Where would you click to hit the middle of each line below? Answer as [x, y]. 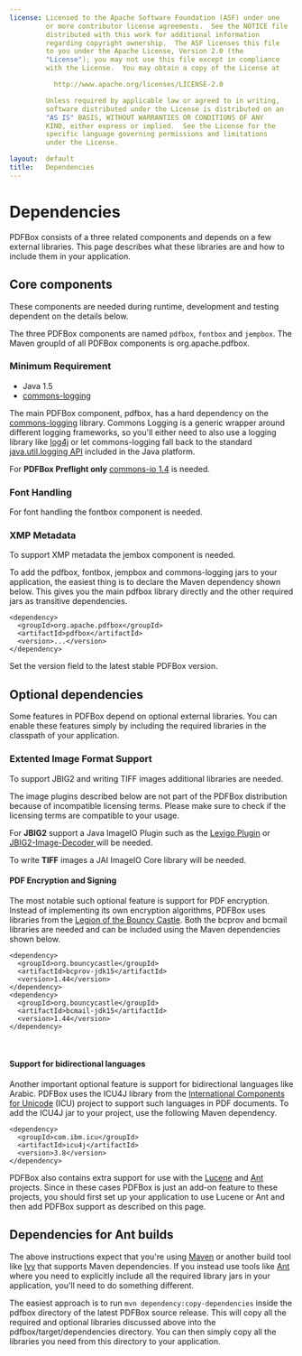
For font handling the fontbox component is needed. [106, 512]
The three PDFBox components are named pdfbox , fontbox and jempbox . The [151, 333]
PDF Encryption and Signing [63, 880]
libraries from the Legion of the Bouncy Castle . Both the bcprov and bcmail [148, 919]
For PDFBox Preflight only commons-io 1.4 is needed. [110, 469]
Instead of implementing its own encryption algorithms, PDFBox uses [137, 910]
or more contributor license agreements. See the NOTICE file [167, 26]
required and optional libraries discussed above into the [113, 1322]
